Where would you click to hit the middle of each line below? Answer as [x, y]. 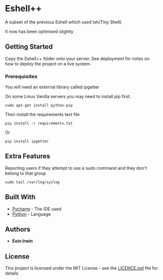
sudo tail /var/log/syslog [32, 182]
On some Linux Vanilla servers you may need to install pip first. [68, 97]
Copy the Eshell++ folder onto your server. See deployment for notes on [77, 59]
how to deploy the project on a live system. [48, 63]
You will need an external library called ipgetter [52, 87]
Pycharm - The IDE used [37, 209]
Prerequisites [21, 76]
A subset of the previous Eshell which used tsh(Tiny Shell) [63, 22]
